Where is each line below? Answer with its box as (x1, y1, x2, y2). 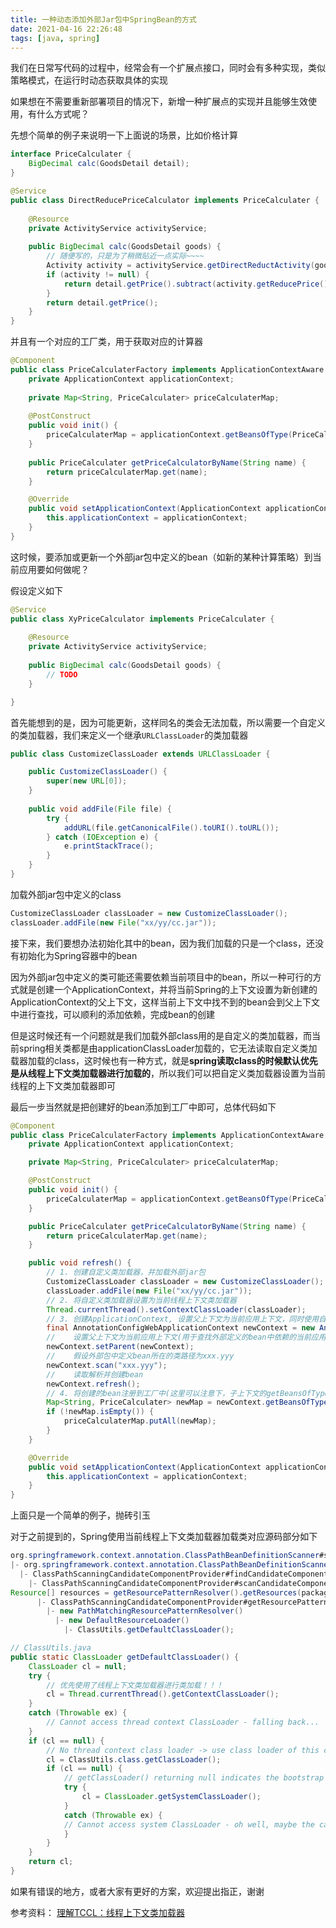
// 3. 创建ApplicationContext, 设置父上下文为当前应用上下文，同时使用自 (46, 1314, 327, 1324)
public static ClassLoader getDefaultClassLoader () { (10, 1652, 240, 1662)
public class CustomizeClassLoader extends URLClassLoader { (10, 749, 271, 759)
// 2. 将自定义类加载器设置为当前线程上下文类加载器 (46, 1295, 237, 1305)
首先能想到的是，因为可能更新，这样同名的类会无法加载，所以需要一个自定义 (10, 716, 326, 728)
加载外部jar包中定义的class (10, 888, 122, 900)
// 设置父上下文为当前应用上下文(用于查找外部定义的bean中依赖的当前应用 (46, 1332, 327, 1343)
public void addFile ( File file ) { (28, 804, 172, 814)
